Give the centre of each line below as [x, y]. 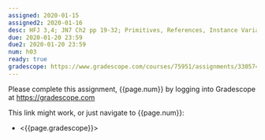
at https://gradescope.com [52, 97]
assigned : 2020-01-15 [44, 15]
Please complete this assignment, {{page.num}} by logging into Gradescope [132, 89]
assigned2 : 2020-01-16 [45, 23]
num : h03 [22, 52]
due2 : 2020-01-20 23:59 [47, 45]
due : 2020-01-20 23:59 [45, 37]
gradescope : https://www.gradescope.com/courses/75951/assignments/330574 [134, 67]
